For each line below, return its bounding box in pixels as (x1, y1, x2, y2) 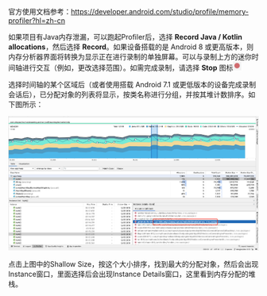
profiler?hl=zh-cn (8, 16, 66, 25)
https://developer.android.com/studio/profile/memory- (71, 7, 249, 16)
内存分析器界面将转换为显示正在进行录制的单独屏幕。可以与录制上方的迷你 (8, 52, 252, 61)
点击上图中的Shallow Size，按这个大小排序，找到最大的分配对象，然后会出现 (8, 259, 259, 269)
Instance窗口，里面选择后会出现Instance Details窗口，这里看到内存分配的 (8, 269, 249, 279)
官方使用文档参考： (8, 7, 72, 16)
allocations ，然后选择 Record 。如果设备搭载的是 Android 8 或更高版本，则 (8, 42, 254, 52)
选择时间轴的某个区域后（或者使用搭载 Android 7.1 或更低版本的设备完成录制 (8, 80, 257, 89)
